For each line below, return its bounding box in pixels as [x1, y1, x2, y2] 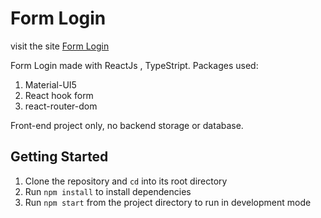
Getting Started [10, 148, 109, 166]
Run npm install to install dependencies [24, 185, 192, 197]
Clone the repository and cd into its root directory [24, 175, 228, 187]
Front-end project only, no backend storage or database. [10, 119, 244, 131]
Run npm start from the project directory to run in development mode [24, 196, 312, 208]
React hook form [24, 89, 94, 101]
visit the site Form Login [10, 40, 110, 52]
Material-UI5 [24, 78, 77, 91]
